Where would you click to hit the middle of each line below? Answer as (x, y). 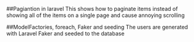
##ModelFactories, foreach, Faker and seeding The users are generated (97, 27)
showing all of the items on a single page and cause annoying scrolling (95, 15)
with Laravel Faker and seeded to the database (65, 33)
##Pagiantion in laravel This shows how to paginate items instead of (92, 9)
